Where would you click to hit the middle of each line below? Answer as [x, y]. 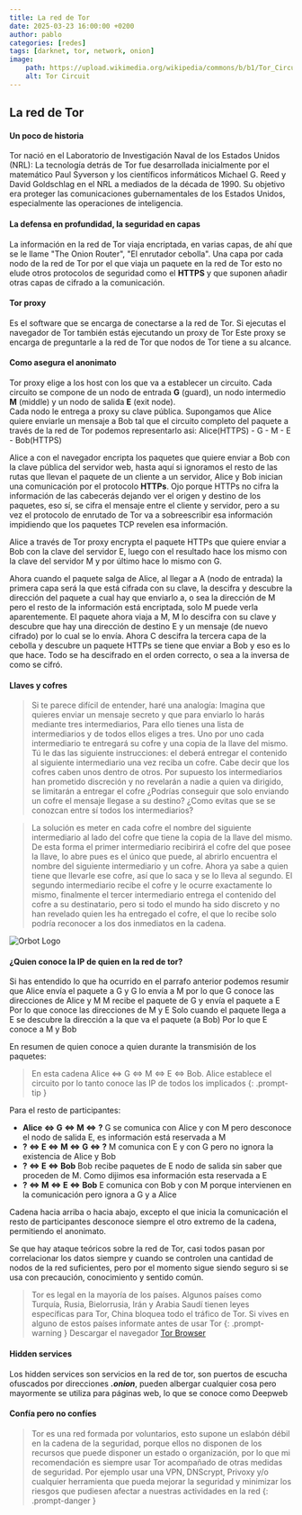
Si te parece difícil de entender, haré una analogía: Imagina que [148, 705]
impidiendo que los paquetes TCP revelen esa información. [119, 524]
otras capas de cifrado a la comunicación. [87, 282]
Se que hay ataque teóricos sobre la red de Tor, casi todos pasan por [137, 1249]
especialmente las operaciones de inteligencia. [96, 203]
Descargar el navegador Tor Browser [138, 1333]
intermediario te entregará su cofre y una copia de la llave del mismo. [160, 744]
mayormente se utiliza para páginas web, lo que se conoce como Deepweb [149, 1393]
